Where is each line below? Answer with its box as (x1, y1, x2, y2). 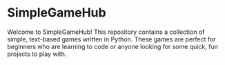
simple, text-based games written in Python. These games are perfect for (7, 35, 216, 43)
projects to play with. (7, 50, 67, 58)
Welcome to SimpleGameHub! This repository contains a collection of (7, 28, 205, 36)
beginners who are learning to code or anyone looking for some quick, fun (7, 42, 219, 50)
